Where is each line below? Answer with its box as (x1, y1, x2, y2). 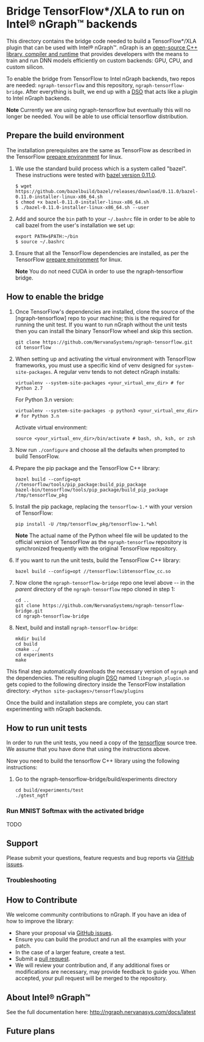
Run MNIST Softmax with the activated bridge (6, 807, 144, 815)
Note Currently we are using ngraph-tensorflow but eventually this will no (6, 106, 191, 113)
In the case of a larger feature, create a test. (15, 949, 126, 956)
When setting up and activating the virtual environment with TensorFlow (15, 355, 196, 362)
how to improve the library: (6, 918, 74, 925)
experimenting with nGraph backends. (6, 705, 102, 713)
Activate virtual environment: (15, 423, 88, 431)
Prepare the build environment (6, 130, 125, 141)
